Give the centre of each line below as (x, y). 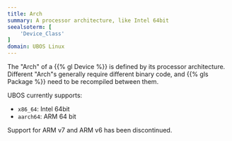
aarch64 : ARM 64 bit (47, 116)
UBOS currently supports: (45, 95)
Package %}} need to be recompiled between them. (83, 81)
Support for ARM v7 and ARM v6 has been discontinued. (90, 130)
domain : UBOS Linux (36, 47)
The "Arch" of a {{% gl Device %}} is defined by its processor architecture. (116, 67)
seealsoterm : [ (30, 27)
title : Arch (25, 14)
